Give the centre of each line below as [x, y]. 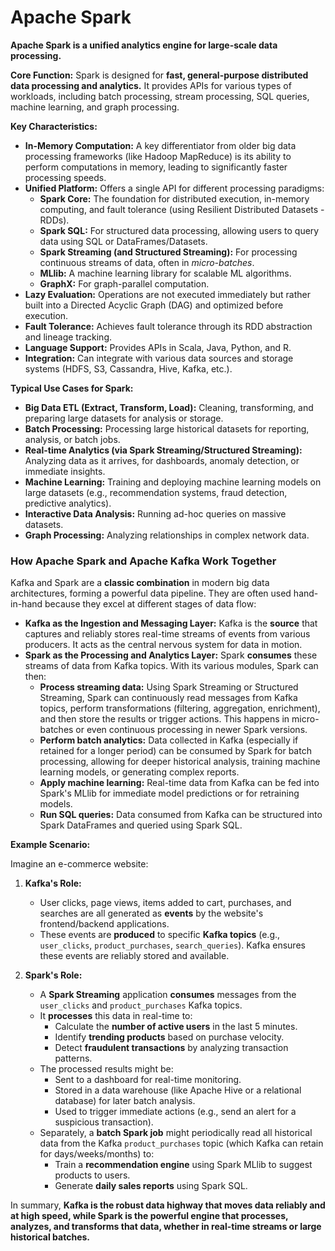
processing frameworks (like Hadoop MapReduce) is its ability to [158, 156]
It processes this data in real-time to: [116, 1016]
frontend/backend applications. [104, 924]
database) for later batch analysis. [125, 1101]
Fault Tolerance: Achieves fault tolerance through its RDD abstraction [168, 326]
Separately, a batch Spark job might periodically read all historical [176, 1133]
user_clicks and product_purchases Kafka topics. [141, 1005]
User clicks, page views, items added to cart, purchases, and [165, 903]
